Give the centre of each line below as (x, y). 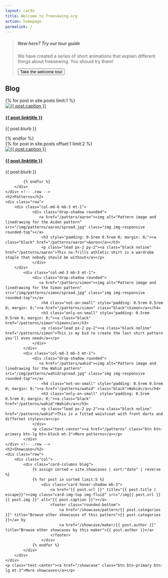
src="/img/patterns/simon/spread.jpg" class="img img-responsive (75, 293)
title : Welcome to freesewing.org (41, 16)
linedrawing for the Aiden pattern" (44, 222)
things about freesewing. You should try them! (65, 62)
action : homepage (23, 21)
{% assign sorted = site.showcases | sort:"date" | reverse (96, 469)
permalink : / (19, 27)
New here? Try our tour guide (49, 43)
